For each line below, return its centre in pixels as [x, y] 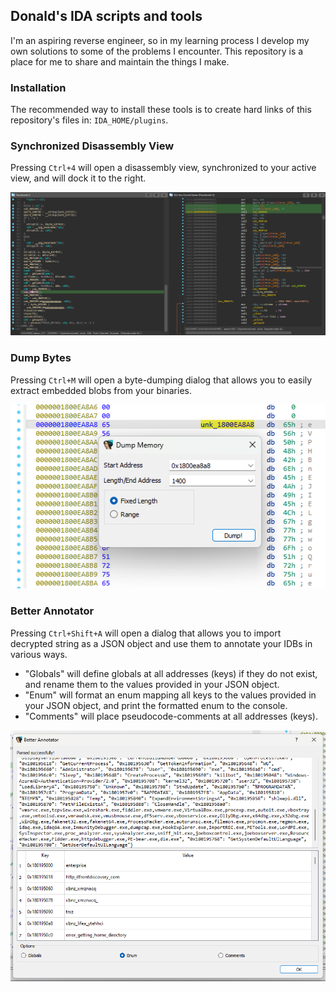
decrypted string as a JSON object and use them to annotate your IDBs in [161, 643]
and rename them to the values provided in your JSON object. [152, 684]
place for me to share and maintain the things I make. [120, 61]
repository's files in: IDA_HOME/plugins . [89, 120]
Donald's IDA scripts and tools [106, 16]
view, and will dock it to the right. [78, 178]
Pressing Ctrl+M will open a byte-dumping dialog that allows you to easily [161, 380]
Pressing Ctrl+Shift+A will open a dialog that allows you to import [146, 633]
